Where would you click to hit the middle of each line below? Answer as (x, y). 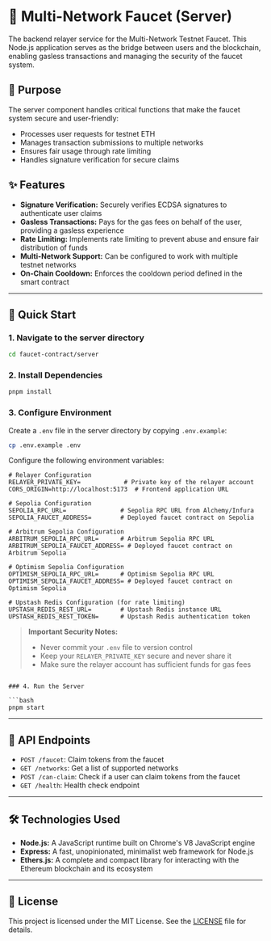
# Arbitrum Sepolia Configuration (67, 532)
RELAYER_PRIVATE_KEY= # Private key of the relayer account (131, 483)
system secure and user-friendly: (64, 118)
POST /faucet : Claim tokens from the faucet (92, 760)
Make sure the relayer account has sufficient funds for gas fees (146, 665)
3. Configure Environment (60, 413)
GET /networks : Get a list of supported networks (99, 768)
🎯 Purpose (35, 90)
